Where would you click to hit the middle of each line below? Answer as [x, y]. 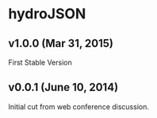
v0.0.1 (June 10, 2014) [63, 87]
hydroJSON [47, 14]
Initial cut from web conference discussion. [78, 106]
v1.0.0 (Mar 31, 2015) [61, 43]
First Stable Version [40, 62]
